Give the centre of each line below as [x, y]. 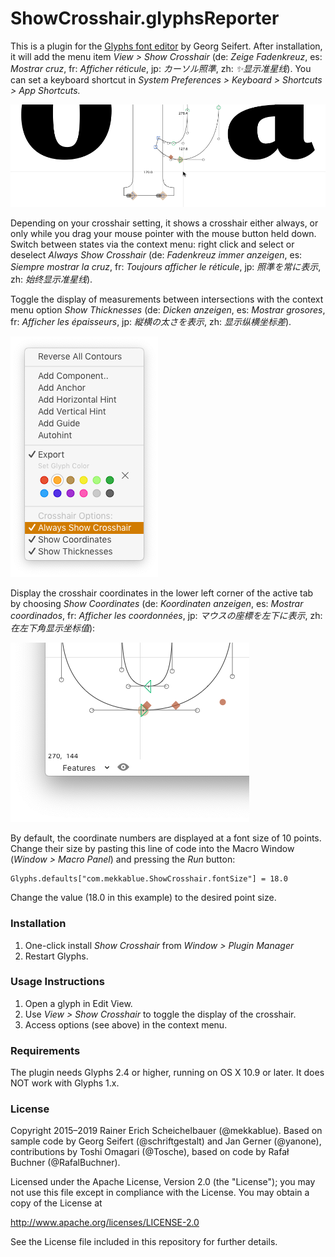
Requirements [45, 1050]
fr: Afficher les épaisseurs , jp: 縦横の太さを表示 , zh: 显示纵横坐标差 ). [151, 322]
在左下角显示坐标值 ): [53, 628]
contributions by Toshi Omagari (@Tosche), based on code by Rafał [150, 1152]
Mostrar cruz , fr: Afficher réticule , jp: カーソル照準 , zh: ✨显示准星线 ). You [161, 68]
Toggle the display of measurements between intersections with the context [167, 299]
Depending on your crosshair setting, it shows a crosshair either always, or [164, 223]
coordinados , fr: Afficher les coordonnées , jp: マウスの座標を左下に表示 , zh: [166, 616]
